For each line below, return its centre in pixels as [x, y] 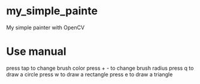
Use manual [37, 52]
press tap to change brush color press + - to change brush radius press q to [100, 68]
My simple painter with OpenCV [46, 27]
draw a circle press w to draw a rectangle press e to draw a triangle [90, 74]
